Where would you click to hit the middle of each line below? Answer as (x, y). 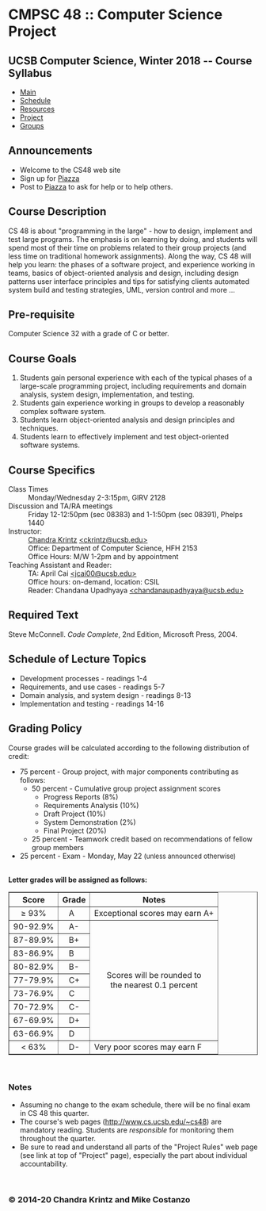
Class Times (28, 489)
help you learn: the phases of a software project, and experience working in (132, 264)
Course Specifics (52, 470)
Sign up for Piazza (49, 178)
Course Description (57, 212)
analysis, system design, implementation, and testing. (107, 395)
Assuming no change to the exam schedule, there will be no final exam (135, 1105)
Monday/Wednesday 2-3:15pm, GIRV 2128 (97, 498)
